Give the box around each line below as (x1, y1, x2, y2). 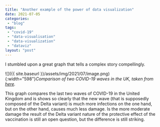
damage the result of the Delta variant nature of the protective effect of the (5, 111, 156, 117)
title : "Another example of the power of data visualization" (5, 7, 134, 12)
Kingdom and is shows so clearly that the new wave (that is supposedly (5, 95, 149, 101)
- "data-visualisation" (7, 35, 56, 39)
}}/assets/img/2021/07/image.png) (40, 71, 110, 76)
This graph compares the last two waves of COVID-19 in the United (5, 91, 140, 96)
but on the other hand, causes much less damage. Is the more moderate (5, 106, 150, 112)
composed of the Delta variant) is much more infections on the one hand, (5, 101, 152, 107)
